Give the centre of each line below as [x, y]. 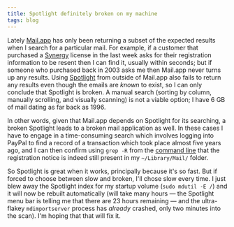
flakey [16, 208]
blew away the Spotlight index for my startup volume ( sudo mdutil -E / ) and [117, 186]
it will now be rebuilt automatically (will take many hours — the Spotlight [111, 193]
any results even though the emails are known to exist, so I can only [105, 85]
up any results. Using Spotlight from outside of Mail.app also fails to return [114, 77]
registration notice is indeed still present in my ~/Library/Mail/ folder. [108, 157]
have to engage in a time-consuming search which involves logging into [111, 135]
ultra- [210, 200]
